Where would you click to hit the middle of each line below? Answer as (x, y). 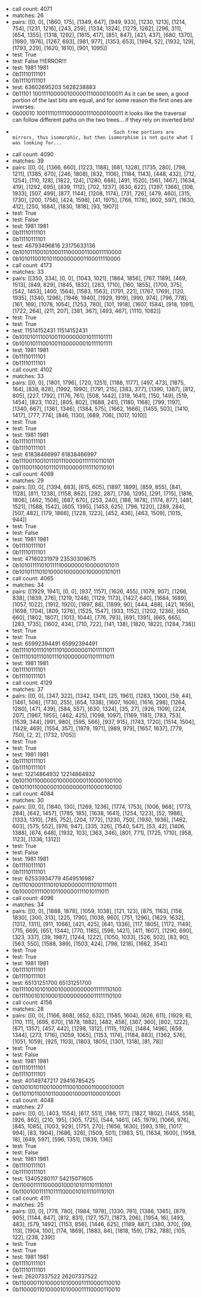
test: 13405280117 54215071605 (53, 1179)
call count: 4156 (32, 1002)
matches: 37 (28, 689)
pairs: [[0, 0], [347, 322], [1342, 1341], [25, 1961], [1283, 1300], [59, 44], (102, 696)
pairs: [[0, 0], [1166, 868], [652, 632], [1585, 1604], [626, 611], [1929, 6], (102, 1015)
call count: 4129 (32, 683)
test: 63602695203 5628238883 (54, 87)
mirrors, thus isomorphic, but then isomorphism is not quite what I (103, 138)
